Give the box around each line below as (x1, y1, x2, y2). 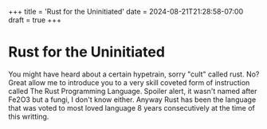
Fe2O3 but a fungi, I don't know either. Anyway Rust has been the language (8, 95, 257, 104)
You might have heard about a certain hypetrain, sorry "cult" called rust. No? (8, 69, 260, 79)
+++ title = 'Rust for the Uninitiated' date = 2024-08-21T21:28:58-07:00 (8, 7, 244, 16)
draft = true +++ (8, 15, 62, 25)
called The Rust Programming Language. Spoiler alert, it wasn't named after (8, 86, 257, 96)
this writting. (8, 111, 49, 121)
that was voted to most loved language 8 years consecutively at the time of (8, 103, 255, 112)
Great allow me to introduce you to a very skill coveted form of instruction (8, 77, 250, 87)
